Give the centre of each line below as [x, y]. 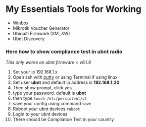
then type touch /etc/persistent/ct [50, 98]
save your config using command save [52, 104]
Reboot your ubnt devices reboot [46, 109]
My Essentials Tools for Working [73, 9]
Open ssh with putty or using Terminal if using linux [65, 77]
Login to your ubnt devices [40, 114]
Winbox [21, 23]
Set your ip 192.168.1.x [35, 72]
